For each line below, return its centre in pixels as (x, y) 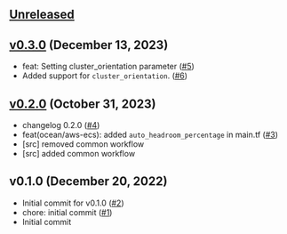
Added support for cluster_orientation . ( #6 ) (105, 76)
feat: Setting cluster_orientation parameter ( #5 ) (108, 67)
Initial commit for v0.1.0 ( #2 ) (73, 203)
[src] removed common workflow (83, 144)
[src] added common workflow (79, 154)
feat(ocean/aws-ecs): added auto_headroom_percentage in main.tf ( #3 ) (150, 135)
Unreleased (42, 15)
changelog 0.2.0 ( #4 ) (61, 125)
